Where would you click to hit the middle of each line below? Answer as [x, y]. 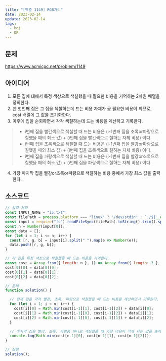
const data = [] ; [23, 231]
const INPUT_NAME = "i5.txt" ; [36, 213]
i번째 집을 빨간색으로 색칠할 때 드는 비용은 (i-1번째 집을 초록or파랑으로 [92, 131]
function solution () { [28, 291]
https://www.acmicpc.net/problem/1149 [45, 66]
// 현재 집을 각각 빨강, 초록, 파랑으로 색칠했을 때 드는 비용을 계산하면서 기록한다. [84, 300]
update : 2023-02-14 [25, 19]
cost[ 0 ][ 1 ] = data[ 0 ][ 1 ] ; [32, 272]
